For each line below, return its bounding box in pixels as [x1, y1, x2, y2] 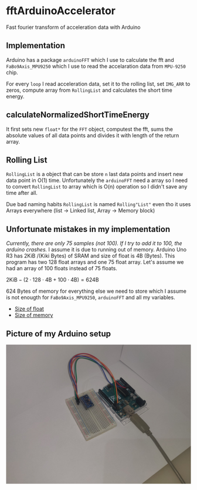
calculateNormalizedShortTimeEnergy [6, 110, 150, 120]
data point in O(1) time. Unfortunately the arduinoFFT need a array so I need [6, 177, 188, 184]
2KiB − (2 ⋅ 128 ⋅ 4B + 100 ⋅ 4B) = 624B [6, 276, 99, 283]
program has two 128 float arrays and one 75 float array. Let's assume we [6, 259, 184, 266]
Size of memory [14, 312, 53, 319]
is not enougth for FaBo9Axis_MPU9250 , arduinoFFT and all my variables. [6, 294, 175, 301]
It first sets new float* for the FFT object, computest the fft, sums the [6, 125, 174, 133]
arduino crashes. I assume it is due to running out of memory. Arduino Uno [6, 246, 186, 253]
